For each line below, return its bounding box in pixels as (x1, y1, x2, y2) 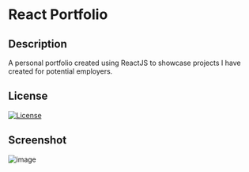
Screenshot (8, 133, 67, 147)
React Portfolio (8, 6, 108, 24)
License (8, 90, 48, 103)
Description (8, 37, 67, 51)
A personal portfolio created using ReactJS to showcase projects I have (8, 58, 241, 67)
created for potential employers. (8, 67, 113, 76)
